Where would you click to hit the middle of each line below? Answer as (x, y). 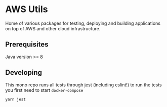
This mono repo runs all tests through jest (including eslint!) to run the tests (83, 85)
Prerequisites (27, 45)
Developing (24, 72)
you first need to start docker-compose (44, 90)
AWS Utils (27, 9)
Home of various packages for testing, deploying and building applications (83, 23)
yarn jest (16, 99)
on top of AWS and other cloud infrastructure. (53, 28)
